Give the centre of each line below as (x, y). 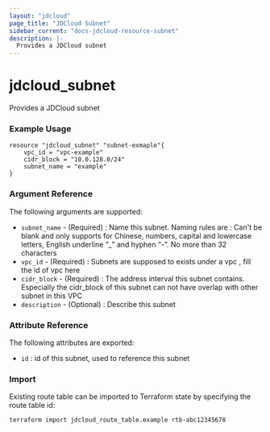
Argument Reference (51, 194)
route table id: (32, 405)
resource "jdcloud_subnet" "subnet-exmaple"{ (87, 146)
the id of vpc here (50, 270)
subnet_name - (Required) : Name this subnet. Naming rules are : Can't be (141, 227)
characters (39, 253)
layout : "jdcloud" (40, 16)
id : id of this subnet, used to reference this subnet (105, 358)
